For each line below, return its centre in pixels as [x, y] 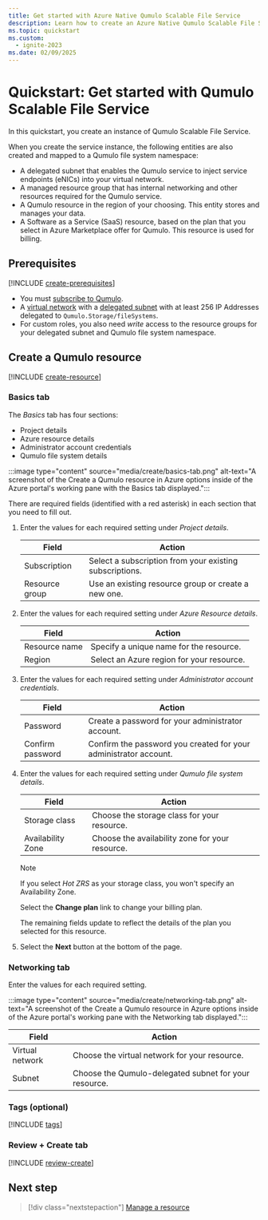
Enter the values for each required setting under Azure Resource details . [138, 613]
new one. [106, 593]
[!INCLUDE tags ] [35, 1125]
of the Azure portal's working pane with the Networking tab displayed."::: [128, 1017]
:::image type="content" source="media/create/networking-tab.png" [121, 1000]
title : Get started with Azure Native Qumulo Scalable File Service [124, 16]
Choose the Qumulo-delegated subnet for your [161, 1073]
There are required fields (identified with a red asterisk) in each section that [132, 503]
